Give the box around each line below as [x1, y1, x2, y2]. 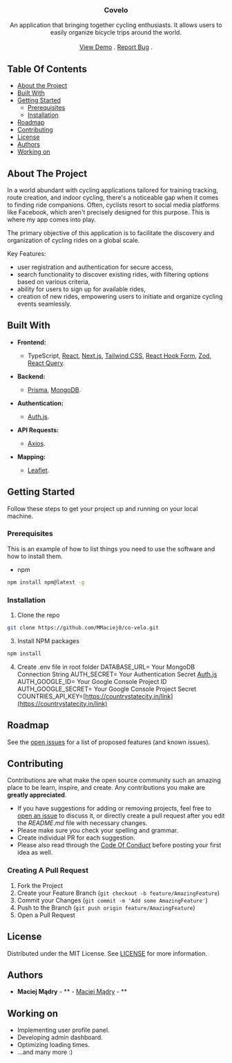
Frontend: [17, 338, 46, 346]
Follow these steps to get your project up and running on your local [7, 504, 198, 512]
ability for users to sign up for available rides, [17, 285, 146, 293]
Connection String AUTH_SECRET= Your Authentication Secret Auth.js [17, 669, 217, 678]
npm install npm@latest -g [7, 579, 85, 586]
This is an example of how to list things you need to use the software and [7, 544, 215, 553]
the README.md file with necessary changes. [17, 819, 148, 827]
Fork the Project [17, 881, 64, 889]
